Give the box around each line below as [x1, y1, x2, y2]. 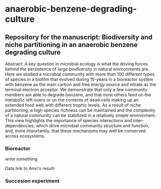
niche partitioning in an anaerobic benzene [5, 40, 138, 49]
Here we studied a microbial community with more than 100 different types [5, 71, 155, 77]
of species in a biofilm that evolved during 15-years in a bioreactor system [5, 77, 154, 82]
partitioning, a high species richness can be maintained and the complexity [5, 108, 156, 113]
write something [5, 156, 38, 162]
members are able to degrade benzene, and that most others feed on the [5, 92, 151, 97]
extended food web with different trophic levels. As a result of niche [5, 102, 141, 108]
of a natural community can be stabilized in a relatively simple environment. [5, 112, 157, 118]
